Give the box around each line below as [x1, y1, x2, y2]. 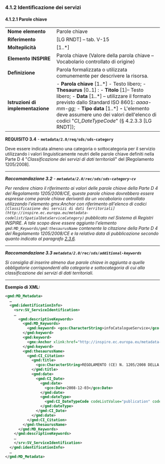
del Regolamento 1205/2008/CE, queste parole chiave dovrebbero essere [5, 190, 154, 196]
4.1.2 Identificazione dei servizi [5, 4, 81, 11]
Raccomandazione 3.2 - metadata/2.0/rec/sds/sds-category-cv [5, 176, 136, 181]
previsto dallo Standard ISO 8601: [56, 99, 135, 106]
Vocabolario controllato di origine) [56, 58, 135, 65]
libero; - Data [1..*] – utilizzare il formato [56, 93, 151, 100]
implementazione [7, 105, 50, 112]
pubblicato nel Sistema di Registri [85, 215, 154, 221]
